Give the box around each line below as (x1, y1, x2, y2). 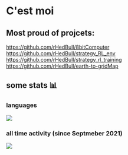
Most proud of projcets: (6, 28, 95, 38)
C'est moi (6, 4, 54, 18)
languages (6, 101, 37, 109)
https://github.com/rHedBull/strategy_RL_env (6, 50, 116, 57)
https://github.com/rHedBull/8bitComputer (6, 43, 110, 50)
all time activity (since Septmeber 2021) (6, 129, 123, 137)
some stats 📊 (6, 80, 58, 90)
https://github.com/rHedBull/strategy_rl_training (6, 56, 122, 63)
